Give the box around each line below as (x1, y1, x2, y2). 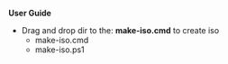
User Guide (8, 8, 51, 18)
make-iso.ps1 (34, 44, 85, 55)
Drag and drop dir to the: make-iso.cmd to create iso (21, 25, 220, 35)
